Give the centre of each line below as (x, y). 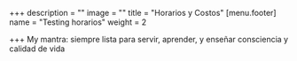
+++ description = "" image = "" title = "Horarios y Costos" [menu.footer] (143, 13)
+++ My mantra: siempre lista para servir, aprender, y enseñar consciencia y (149, 39)
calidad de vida (37, 49)
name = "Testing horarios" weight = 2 (78, 22)
